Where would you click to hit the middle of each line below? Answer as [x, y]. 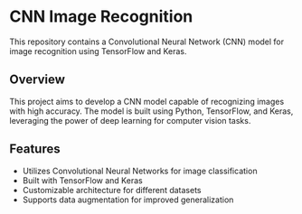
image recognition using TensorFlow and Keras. [98, 51]
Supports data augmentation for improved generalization [128, 200]
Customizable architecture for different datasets [112, 190]
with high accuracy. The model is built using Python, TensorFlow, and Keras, [151, 111]
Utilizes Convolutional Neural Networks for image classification [140, 171]
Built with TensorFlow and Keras [82, 180]
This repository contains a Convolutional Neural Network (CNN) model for [147, 42]
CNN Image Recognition [101, 17]
